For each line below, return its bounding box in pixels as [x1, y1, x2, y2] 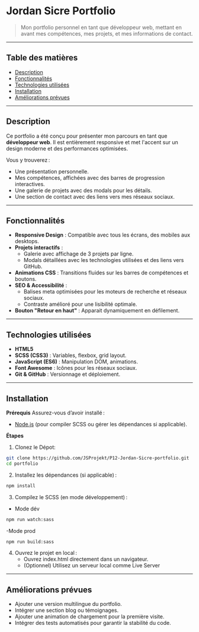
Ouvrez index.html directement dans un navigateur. [23, 556, 149, 563]
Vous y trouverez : [6, 156, 50, 164]
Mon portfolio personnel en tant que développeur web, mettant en [20, 24, 182, 31]
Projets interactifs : [14, 244, 63, 251]
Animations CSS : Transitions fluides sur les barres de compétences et [14, 269, 188, 276]
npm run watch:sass [6, 516, 54, 522]
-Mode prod [6, 527, 36, 534]
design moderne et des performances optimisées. [6, 145, 129, 152]
